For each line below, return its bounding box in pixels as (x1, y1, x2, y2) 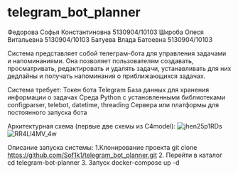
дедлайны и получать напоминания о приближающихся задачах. (7, 72, 206, 80)
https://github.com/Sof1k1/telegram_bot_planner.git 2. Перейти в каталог (7, 151, 222, 159)
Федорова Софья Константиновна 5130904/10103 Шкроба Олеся (7, 28, 205, 36)
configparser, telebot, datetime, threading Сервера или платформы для (7, 100, 220, 109)
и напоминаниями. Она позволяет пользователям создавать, (7, 56, 194, 65)
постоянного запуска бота (7, 108, 87, 116)
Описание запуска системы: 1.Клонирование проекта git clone (7, 143, 198, 151)
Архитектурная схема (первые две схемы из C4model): (7, 121, 176, 130)
